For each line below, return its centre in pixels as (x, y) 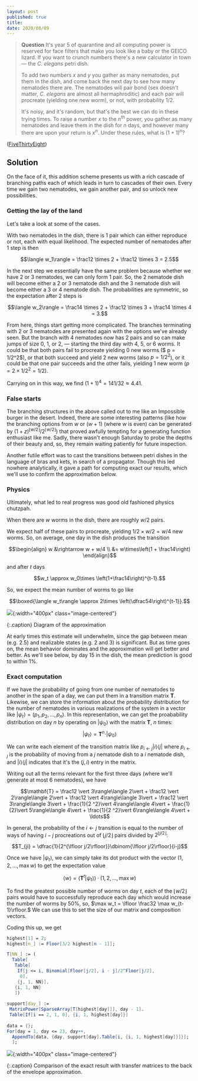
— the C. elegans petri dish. (55, 64)
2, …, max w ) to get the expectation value (56, 865)
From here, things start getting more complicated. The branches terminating (99, 325)
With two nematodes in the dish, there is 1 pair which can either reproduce (97, 235)
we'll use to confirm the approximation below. (62, 474)
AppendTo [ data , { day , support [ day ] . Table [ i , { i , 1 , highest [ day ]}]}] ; (100, 1037)
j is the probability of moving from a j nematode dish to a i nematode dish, (96, 755)
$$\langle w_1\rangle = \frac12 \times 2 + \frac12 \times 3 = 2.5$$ (100, 259)
